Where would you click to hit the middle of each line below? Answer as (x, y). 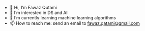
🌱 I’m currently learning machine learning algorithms (63, 18)
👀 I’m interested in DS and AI (39, 13)
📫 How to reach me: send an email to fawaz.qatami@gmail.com (75, 23)
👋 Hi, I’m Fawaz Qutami (33, 8)
